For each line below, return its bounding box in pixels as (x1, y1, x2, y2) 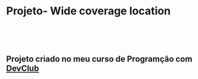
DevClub (6, 63, 39, 74)
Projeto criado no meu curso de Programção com (6, 54, 193, 64)
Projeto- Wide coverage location (6, 4, 171, 18)
